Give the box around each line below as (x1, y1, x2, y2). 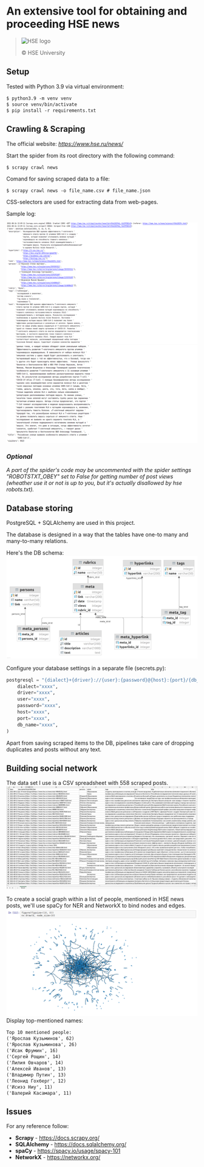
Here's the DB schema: (6, 549, 64, 556)
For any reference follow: (6, 1123, 69, 1130)
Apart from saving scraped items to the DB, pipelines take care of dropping (6, 739, 194, 747)
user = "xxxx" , (17, 696, 50, 702)
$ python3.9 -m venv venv (6, 95, 72, 101)
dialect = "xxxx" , (17, 683, 59, 690)
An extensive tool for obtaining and (6, 4, 188, 18)
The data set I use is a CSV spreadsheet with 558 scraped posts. (6, 779, 169, 787)
